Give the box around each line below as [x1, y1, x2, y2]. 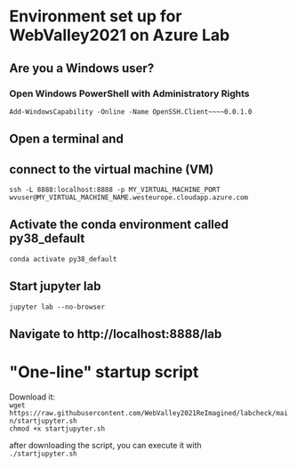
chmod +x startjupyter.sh [9, 424, 105, 433]
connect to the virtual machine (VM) [9, 162, 214, 177]
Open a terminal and [9, 132, 124, 147]
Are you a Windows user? [9, 60, 155, 76]
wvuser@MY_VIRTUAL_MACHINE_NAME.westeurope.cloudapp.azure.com [9, 193, 249, 202]
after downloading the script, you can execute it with [9, 440, 202, 451]
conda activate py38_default [9, 254, 117, 263]
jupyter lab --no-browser [9, 302, 105, 311]
